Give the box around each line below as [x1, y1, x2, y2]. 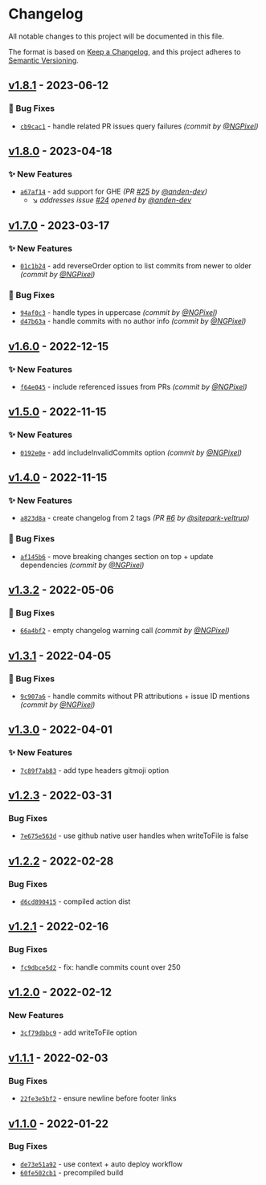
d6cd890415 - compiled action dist [19, 897, 131, 906]
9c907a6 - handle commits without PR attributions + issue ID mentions [19, 692, 251, 701]
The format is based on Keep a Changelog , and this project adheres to [8, 47, 241, 56]
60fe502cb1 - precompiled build [19, 1167, 124, 1177]
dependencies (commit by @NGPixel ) [19, 560, 145, 570]
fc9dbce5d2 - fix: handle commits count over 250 [19, 962, 181, 972]
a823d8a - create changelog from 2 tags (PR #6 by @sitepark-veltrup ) [19, 513, 250, 523]
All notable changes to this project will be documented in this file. [8, 31, 225, 41]
